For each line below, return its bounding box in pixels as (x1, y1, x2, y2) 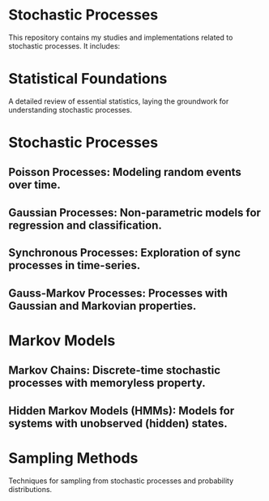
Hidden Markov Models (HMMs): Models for (8, 404, 235, 417)
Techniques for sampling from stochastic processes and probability (8, 476, 234, 486)
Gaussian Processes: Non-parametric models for (8, 205, 262, 220)
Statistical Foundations (8, 70, 168, 88)
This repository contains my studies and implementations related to (8, 32, 233, 42)
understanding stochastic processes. (8, 105, 132, 114)
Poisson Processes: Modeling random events (8, 165, 241, 179)
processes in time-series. (8, 259, 141, 272)
